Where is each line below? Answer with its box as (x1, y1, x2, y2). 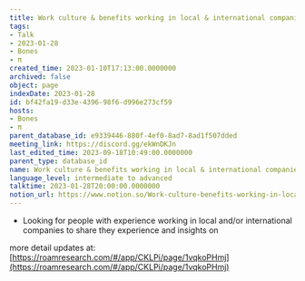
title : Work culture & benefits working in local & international (9, 13, 266, 23)
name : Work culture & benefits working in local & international (9, 165, 261, 174)
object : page (9, 81, 59, 90)
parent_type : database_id (9, 156, 107, 166)
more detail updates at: (9, 242, 96, 253)
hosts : (9, 106, 34, 115)
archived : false (9, 73, 71, 82)
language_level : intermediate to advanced (9, 173, 172, 182)
